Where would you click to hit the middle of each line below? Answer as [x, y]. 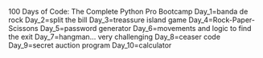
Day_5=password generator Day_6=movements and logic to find [146, 28]
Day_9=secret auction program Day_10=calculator [90, 45]
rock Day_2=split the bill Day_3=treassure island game [98, 20]
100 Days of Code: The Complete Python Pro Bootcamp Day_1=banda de [128, 12]
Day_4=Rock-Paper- [222, 20]
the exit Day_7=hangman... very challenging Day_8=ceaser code [115, 37]
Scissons [23, 28]
